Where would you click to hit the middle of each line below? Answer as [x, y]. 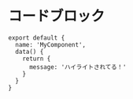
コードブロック [57, 16]
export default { [37, 38]
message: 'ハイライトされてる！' [78, 67]
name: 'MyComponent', [51, 44]
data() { [30, 51]
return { [37, 59]
